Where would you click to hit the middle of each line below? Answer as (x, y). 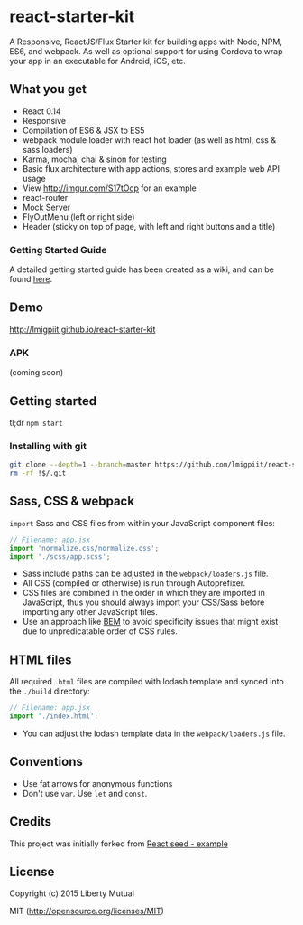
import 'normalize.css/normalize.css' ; (84, 548)
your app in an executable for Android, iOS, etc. (98, 61)
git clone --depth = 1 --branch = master (80, 465)
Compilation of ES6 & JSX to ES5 (83, 130)
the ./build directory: (50, 691)
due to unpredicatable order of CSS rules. (100, 631)
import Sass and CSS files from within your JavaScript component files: (142, 523)
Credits (31, 821)
